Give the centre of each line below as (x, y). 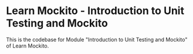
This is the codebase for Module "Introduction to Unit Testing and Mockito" (97, 39)
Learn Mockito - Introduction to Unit (95, 11)
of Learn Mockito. (28, 46)
